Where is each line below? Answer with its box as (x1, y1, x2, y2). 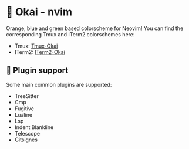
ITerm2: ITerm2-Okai (14, 48, 66, 55)
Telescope (14, 130, 40, 137)
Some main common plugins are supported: (6, 81, 112, 88)
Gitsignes (14, 136, 38, 143)
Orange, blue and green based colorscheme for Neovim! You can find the (6, 25, 184, 32)
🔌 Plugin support (6, 66, 69, 76)
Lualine (14, 111, 33, 118)
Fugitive (14, 105, 34, 112)
